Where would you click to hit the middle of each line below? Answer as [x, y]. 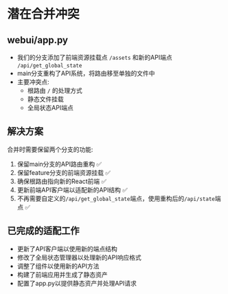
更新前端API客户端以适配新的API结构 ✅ [72, 189]
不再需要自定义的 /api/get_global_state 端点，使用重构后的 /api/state [116, 198]
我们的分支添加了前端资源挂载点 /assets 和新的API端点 [95, 57]
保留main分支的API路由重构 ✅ [59, 164]
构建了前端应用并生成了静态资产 [62, 274]
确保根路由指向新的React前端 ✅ [62, 181]
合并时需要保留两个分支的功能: [50, 149]
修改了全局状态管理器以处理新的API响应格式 [79, 257]
